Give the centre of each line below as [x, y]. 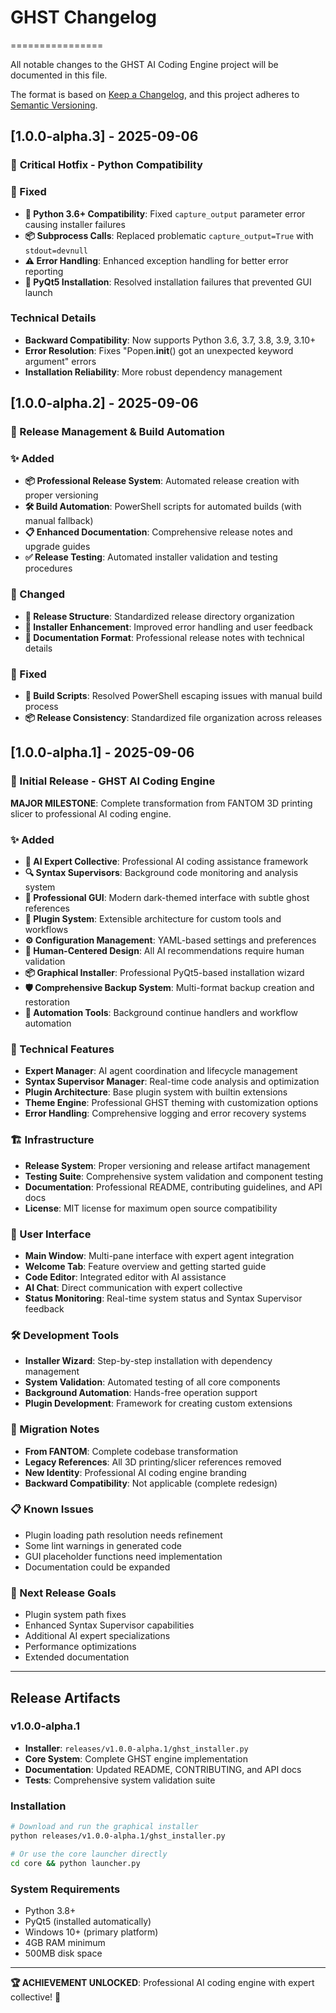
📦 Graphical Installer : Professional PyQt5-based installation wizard [164, 973]
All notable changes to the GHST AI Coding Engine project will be [144, 64]
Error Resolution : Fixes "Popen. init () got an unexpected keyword [159, 350]
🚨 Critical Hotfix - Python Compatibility [106, 165]
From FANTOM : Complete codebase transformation [131, 1451]
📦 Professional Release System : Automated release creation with [162, 481]
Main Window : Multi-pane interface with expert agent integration [159, 1255]
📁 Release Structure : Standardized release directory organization [159, 616]
